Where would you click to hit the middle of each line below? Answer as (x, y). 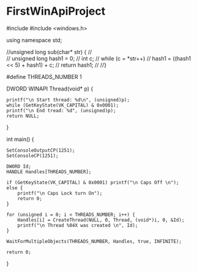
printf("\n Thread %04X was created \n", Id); (78, 225)
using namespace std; (34, 40)
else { (15, 188)
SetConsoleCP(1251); (33, 155)
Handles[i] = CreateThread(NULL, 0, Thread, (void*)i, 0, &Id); (101, 220)
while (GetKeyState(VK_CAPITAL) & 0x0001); (63, 105)
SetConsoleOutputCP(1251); (41, 150)
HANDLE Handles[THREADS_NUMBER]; (49, 172)
